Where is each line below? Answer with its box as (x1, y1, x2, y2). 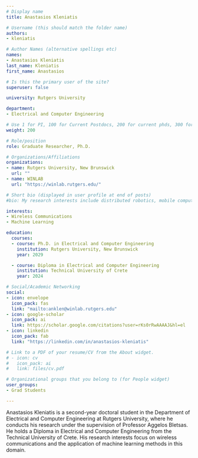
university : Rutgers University (6, 95, 85, 101)
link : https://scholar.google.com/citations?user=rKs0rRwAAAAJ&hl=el (11, 322, 186, 328)
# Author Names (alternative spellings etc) (6, 47, 117, 52)
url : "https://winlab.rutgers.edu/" (11, 181, 101, 187)
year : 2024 (16, 274, 44, 279)
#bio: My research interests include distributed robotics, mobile (6, 197, 176, 203)
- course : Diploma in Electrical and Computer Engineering (11, 262, 160, 268)
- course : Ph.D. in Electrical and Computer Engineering (11, 240, 154, 246)
